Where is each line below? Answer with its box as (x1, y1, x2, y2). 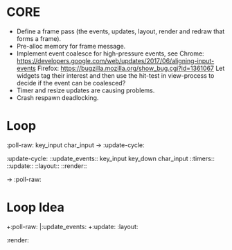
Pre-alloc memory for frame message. (16, 42, 126, 50)
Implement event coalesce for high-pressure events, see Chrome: (16, 49, 205, 58)
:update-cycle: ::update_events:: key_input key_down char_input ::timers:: (6, 154, 215, 162)
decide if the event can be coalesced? (16, 78, 126, 87)
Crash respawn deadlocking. (16, 93, 99, 101)
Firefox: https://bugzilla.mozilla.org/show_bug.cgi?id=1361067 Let (37, 64, 225, 72)
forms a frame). (16, 34, 62, 42)
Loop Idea (6, 199, 65, 215)
